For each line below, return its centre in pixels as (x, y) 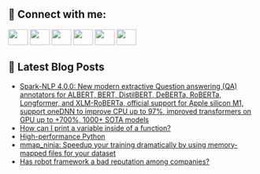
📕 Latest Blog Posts (56, 67)
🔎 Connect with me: (57, 15)
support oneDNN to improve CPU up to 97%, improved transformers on (136, 111)
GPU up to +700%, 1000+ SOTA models (84, 120)
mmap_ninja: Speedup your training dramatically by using (113, 144)
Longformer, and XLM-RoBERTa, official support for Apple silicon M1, (132, 102)
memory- (223, 144)
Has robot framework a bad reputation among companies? (115, 161)
